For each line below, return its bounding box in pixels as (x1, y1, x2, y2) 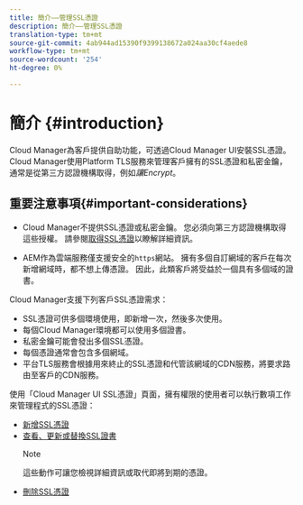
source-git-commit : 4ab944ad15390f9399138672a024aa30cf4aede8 (9, 38, 248, 48)
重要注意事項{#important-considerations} (9, 196, 248, 212)
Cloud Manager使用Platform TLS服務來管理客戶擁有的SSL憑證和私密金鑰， (9, 155, 288, 167)
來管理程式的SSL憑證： (9, 399, 96, 410)
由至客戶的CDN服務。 (22, 369, 104, 380)
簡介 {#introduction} (9, 114, 165, 133)
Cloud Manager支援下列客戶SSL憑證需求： (9, 294, 169, 305)
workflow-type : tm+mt (9, 47, 91, 56)
